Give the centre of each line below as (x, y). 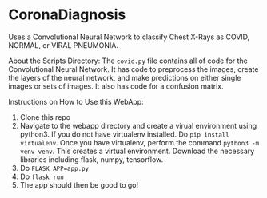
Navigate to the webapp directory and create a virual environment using (138, 125)
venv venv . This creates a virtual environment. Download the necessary (137, 151)
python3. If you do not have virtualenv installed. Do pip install (124, 134)
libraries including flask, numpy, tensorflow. (92, 159)
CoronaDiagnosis (67, 15)
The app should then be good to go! (79, 184)
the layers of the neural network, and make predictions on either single (125, 77)
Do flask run (42, 176)
